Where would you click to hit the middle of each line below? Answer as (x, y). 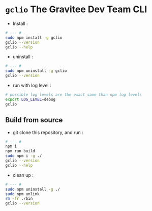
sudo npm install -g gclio (34, 37)
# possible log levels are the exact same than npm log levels (74, 95)
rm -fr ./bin (19, 199)
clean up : (23, 175)
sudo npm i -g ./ (24, 156)
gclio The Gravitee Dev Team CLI (76, 9)
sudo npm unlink (22, 194)
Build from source (34, 120)
